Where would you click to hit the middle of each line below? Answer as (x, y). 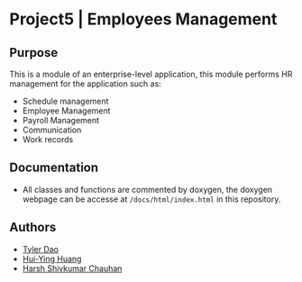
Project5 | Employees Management (143, 19)
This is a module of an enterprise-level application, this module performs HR (151, 74)
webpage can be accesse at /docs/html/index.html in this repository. (151, 199)
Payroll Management (61, 120)
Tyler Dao (41, 249)
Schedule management (65, 101)
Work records (48, 139)
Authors (33, 227)
